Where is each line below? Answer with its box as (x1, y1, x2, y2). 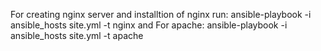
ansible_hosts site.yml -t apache (10, 30, 144, 41)
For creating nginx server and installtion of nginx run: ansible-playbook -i (10, 9, 312, 20)
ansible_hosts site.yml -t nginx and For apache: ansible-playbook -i (10, 19, 288, 31)
